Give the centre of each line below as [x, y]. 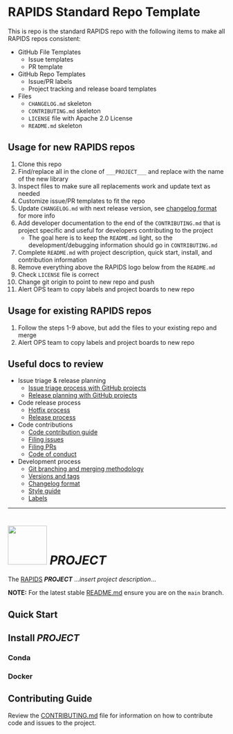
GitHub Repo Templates [52, 74]
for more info [36, 215]
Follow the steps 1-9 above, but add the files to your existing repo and [117, 328]
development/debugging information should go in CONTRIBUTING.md [123, 245]
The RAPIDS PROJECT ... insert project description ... [82, 580]
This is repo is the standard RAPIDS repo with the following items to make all [116, 31]
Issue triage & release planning [62, 381]
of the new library [43, 179]
